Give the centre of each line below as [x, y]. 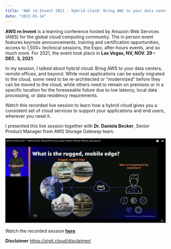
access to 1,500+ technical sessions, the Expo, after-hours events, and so [83, 47]
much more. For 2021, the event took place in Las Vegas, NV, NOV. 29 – [80, 53]
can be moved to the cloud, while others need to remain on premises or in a [84, 85]
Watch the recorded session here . [41, 231]
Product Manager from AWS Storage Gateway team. [60, 131]
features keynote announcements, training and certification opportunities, [83, 42]
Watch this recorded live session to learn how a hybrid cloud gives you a [81, 105]
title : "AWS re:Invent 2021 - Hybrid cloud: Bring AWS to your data [79, 11]
